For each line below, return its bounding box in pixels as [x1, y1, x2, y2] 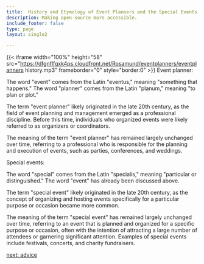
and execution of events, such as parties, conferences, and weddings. [6, 147, 183, 155]
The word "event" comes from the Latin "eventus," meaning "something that [6, 78, 198, 86]
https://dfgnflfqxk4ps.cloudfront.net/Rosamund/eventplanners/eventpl [20, 60, 197, 68]
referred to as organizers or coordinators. [6, 122, 111, 130]
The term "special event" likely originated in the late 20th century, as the [6, 189, 188, 196]
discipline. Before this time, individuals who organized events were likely [6, 116, 188, 123]
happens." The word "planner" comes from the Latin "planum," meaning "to [6, 85, 196, 92]
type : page [6, 26, 34, 32]
